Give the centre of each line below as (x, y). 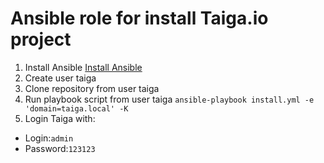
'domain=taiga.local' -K (76, 108)
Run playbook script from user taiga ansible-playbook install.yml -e (169, 99)
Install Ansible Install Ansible (83, 67)
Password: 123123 (60, 148)
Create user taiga (60, 78)
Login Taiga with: (60, 118)
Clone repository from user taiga (92, 88)
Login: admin (49, 138)
